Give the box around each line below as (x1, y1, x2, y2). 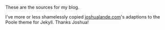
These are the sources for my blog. (5, 4, 79, 10)
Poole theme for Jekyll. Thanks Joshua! (5, 19, 89, 25)
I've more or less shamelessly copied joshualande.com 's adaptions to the (5, 14, 160, 19)
